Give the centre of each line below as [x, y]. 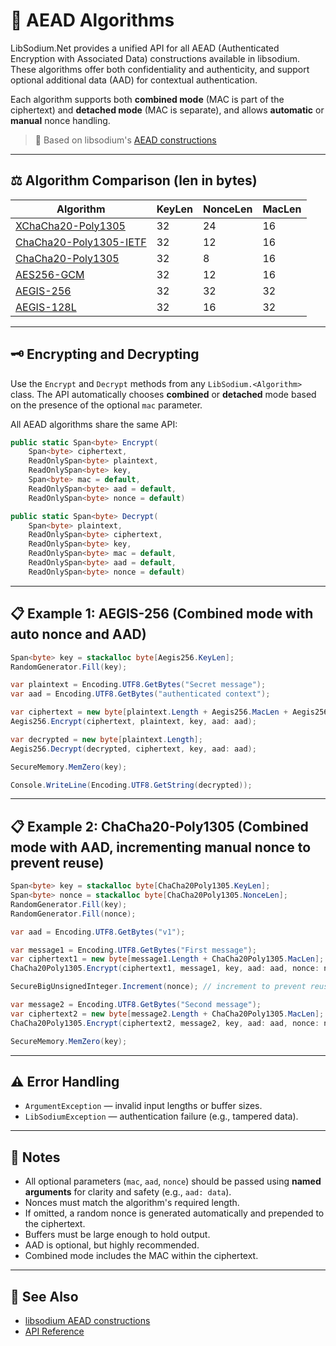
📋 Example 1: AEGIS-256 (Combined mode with [162, 614]
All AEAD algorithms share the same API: [94, 424]
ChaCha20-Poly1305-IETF [81, 242]
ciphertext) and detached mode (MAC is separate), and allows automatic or [167, 110]
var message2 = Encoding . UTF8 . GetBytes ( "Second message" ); [136, 1005]
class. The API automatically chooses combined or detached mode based [163, 394]
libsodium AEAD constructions [87, 1320]
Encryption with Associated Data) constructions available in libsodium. [155, 58]
